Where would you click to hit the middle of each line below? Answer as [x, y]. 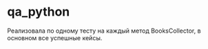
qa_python [39, 12]
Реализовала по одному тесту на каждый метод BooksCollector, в [104, 31]
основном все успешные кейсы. [55, 37]
